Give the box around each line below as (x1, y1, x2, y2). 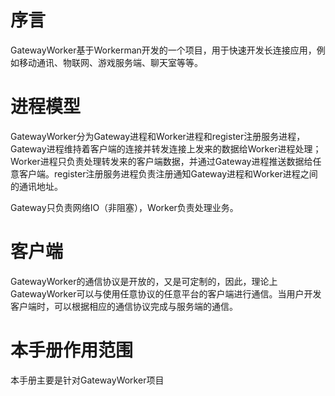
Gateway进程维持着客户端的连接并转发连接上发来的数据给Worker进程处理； (10, 142, 322, 155)
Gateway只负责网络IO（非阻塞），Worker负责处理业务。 (10, 201, 239, 213)
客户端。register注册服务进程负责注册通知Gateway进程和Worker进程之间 (18, 167, 318, 180)
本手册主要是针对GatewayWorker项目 (10, 374, 165, 386)
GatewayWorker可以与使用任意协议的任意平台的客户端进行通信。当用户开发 (10, 287, 322, 300)
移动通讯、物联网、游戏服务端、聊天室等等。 (18, 56, 203, 68)
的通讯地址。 (10, 180, 63, 192)
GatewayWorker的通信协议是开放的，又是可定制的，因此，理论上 (10, 275, 278, 287)
